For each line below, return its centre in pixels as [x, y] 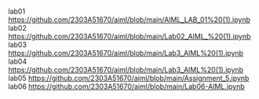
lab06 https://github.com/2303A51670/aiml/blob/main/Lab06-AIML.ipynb [126, 86]
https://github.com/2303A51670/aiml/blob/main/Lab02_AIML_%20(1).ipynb [129, 36]
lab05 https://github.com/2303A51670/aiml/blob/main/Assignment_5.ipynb [129, 78]
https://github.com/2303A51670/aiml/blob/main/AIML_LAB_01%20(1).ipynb [129, 20]
